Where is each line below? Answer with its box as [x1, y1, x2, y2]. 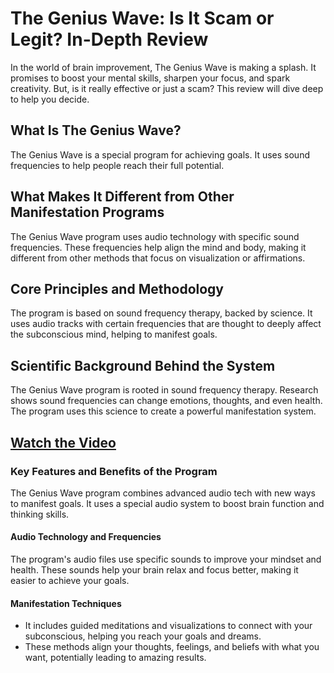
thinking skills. [10, 508, 70, 520]
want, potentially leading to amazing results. [24, 652, 207, 664]
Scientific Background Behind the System [10, 357, 276, 374]
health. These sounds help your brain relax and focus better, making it [10, 564, 299, 576]
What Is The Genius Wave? [10, 122, 182, 139]
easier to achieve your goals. [10, 575, 130, 587]
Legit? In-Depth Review [10, 28, 209, 51]
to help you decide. [10, 93, 90, 105]
